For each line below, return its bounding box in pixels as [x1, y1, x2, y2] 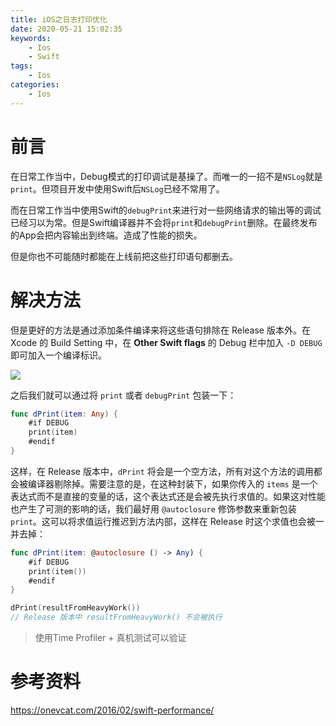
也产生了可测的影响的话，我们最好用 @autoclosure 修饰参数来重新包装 [10, 502, 297, 515]
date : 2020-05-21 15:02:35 [10, 24, 123, 34]
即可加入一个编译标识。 [10, 349, 107, 361]
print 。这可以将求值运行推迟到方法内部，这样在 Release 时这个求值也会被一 [10, 515, 325, 527]
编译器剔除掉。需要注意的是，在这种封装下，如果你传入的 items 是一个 [27, 477, 318, 490]
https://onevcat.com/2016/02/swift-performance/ [10, 704, 215, 716]
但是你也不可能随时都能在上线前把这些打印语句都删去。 [10, 250, 238, 262]
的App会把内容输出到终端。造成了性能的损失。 [10, 229, 203, 241]
